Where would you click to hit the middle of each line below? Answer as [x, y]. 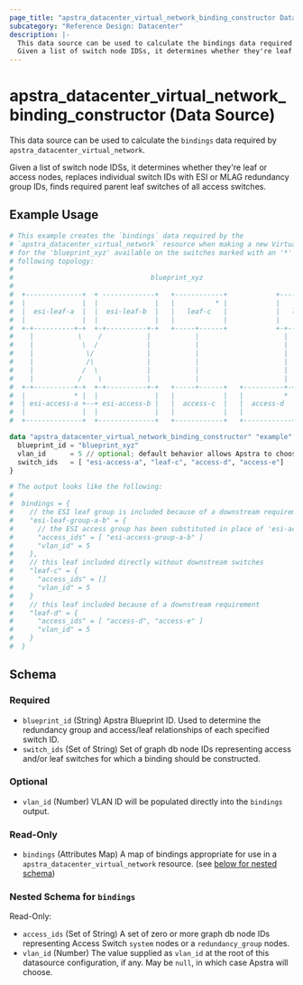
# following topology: [52, 261]
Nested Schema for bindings [73, 897]
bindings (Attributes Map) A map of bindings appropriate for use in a [150, 854]
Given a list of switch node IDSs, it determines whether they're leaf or [138, 167]
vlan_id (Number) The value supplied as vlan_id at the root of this [146, 953]
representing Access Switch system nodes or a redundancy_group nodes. [156, 943]
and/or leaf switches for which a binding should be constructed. [142, 758]
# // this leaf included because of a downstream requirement [134, 605]
